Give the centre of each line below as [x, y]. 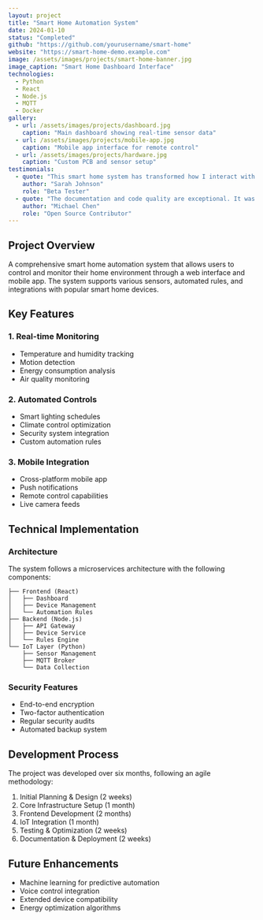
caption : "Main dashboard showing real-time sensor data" [119, 132]
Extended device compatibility [69, 899]
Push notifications [49, 488]
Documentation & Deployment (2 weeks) [85, 839]
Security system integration [64, 434]
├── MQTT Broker [49, 661]
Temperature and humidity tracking [77, 354]
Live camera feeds [50, 505]
